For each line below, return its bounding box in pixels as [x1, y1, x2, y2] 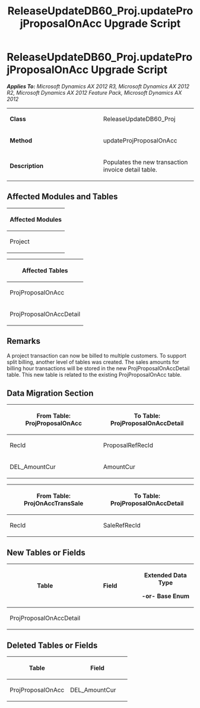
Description [9, 162, 44, 170]
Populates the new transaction [103, 158, 188, 166]
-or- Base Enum [141, 592, 189, 600]
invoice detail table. [103, 165, 158, 173]
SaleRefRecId [103, 521, 141, 530]
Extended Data [144, 571, 187, 579]
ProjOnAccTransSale [24, 499, 84, 508]
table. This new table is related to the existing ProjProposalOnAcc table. [7, 371, 182, 378]
